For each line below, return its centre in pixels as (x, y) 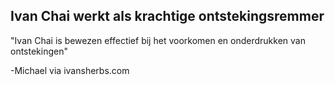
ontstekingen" (39, 51)
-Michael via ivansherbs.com (70, 70)
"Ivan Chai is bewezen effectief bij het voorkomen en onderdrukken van (158, 40)
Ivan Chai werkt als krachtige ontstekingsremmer (167, 16)
